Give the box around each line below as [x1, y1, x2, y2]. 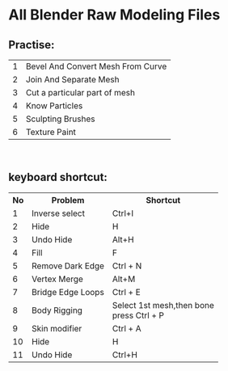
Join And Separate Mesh [25, 74, 120, 85]
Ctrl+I [112, 208, 134, 219]
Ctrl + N [112, 260, 142, 272]
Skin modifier [32, 323, 82, 334]
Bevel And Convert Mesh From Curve [25, 61, 167, 72]
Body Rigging [32, 305, 83, 316]
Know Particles [25, 100, 83, 111]
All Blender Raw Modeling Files [8, 6, 221, 24]
